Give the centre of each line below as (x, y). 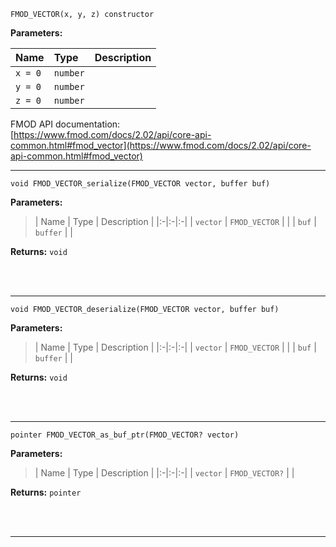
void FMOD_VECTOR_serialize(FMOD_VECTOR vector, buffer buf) (140, 184)
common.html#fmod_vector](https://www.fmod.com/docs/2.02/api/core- (161, 145)
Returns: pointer (46, 492)
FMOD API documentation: (65, 124)
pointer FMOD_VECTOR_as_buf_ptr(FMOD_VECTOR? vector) (125, 435)
